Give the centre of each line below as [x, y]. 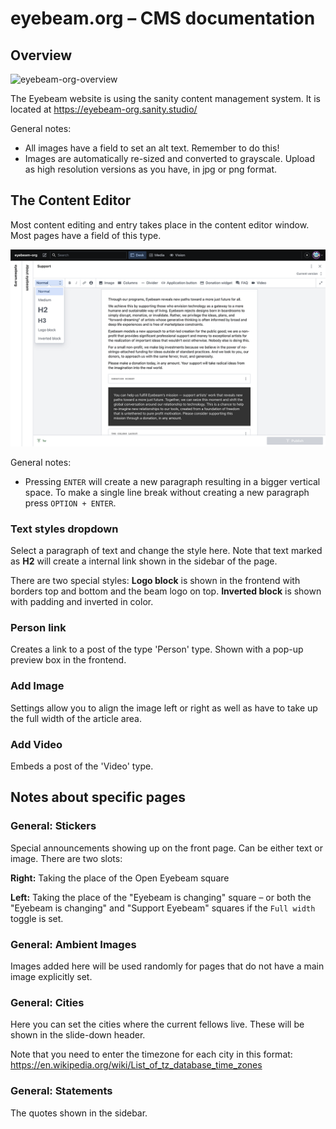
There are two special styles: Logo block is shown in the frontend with [155, 581]
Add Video [36, 744]
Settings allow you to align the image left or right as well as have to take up [164, 708]
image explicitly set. [51, 976]
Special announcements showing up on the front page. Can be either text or [166, 848]
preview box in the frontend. [68, 660]
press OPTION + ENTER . [70, 503]
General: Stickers [53, 826]
